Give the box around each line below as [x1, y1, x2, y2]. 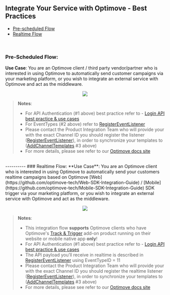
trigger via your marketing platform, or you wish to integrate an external [5, 190, 154, 196]
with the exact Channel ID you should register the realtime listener [25, 268, 163, 274]
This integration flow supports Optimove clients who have [25, 225, 147, 231]
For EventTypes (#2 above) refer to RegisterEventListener [25, 121, 145, 127]
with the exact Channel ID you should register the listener [25, 132, 145, 138]
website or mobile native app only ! [25, 236, 98, 242]
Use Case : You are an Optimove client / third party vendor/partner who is [5, 65, 158, 71]
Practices [5, 12, 36, 21]
